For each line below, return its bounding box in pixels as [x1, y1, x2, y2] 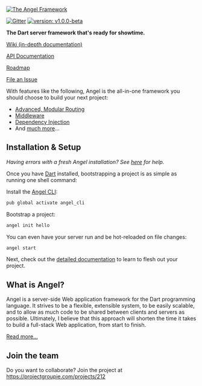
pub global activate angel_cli [6, 200, 85, 206]
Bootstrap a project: [6, 210, 55, 218]
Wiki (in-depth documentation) [6, 41, 83, 48]
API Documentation [6, 52, 54, 60]
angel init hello [6, 222, 50, 229]
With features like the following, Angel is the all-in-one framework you [6, 87, 180, 95]
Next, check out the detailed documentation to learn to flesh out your [6, 256, 178, 263]
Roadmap [6, 64, 30, 71]
